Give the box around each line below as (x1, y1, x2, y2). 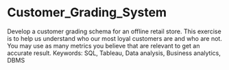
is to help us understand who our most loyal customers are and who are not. (7, 34, 223, 42)
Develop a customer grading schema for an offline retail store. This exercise (7, 27, 221, 35)
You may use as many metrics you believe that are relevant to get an (7, 41, 200, 50)
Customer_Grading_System (7, 5, 167, 20)
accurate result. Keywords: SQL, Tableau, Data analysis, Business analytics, (7, 49, 221, 57)
